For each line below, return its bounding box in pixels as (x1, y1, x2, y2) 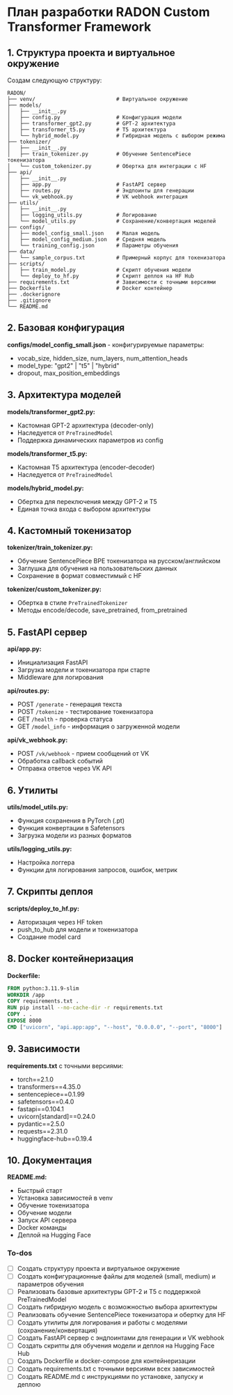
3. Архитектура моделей (7, 389, 122, 401)
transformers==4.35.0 (17, 1082, 81, 1091)
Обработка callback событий (17, 757, 103, 765)
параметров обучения (17, 1280, 85, 1288)
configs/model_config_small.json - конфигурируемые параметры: (7, 340, 204, 349)
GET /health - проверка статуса (17, 715, 113, 724)
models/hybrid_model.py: (7, 484, 84, 492)
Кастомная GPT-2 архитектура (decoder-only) (17, 421, 154, 429)
